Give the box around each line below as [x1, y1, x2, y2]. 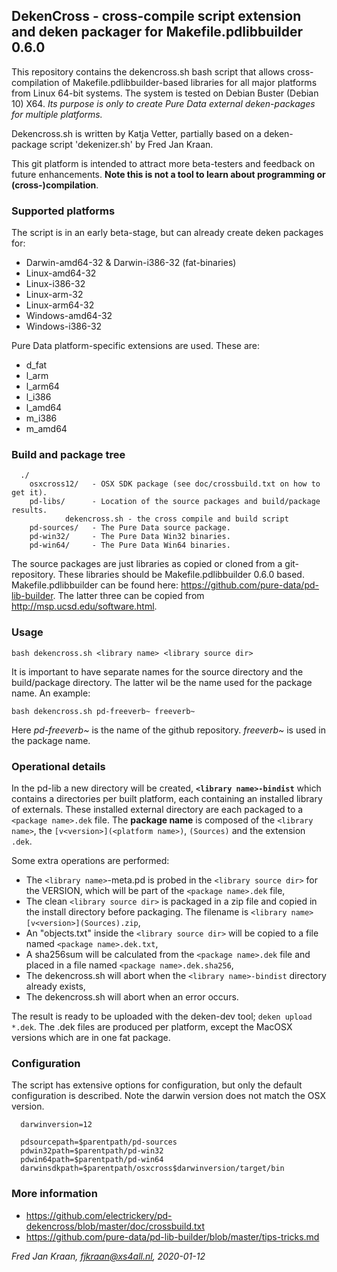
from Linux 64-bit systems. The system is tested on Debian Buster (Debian [11, 87, 319, 99]
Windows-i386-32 [25, 320, 103, 333]
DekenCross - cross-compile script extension [11, 8, 302, 25]
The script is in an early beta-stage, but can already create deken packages [11, 227, 324, 239]
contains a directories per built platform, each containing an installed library [11, 793, 323, 804]
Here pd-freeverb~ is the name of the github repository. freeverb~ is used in [11, 724, 326, 736]
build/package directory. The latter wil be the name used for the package [11, 676, 313, 688]
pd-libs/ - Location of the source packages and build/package [29, 497, 321, 507]
